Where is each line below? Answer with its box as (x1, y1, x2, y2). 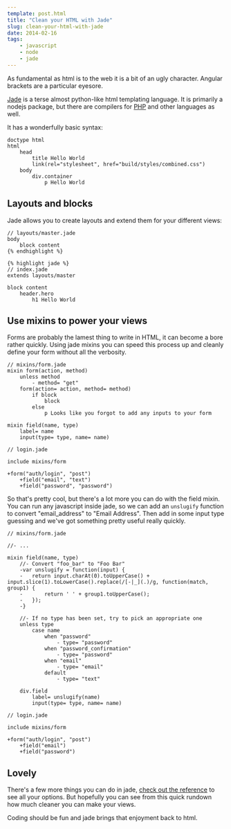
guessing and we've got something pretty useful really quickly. (7, 517, 186, 525)
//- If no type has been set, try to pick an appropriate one (19, 615, 203, 622)
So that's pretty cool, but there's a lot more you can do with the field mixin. (7, 494, 220, 503)
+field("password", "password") (19, 483, 113, 490)
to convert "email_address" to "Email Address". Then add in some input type (7, 510, 225, 518)
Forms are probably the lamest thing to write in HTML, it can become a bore (7, 333, 223, 341)
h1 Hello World (32, 296, 76, 303)
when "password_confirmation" (44, 645, 131, 652)
